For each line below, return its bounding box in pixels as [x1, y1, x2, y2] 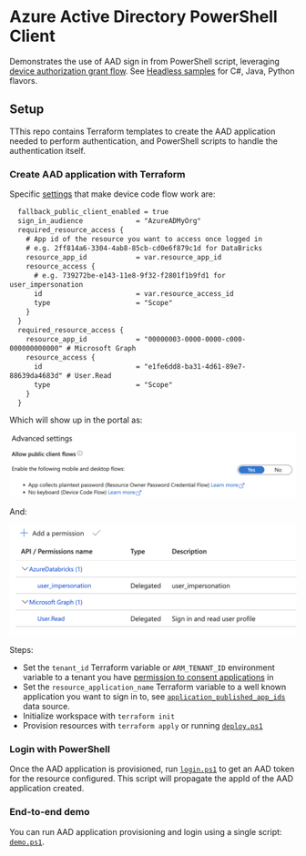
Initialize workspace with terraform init [22, 710, 176, 721]
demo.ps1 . [9, 836, 46, 847]
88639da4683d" [9, 372, 64, 381]
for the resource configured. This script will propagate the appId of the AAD [9, 773, 294, 784]
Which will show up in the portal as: [9, 414, 143, 425]
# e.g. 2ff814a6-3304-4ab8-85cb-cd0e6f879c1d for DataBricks [25, 244, 262, 253]
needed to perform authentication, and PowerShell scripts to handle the [9, 135, 278, 147]
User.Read [74, 372, 112, 381]
